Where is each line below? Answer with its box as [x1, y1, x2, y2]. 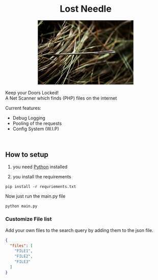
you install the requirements [12, 174, 71, 180]
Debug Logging [12, 114, 46, 121]
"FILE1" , [14, 248, 33, 253]
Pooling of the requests [12, 120, 62, 126]
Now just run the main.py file [5, 193, 66, 199]
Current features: [5, 105, 42, 111]
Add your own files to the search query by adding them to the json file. [5, 227, 154, 233]
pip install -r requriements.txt [5, 184, 76, 190]
